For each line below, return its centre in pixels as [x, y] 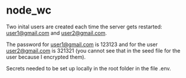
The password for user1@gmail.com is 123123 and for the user [82, 44]
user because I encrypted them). [46, 57]
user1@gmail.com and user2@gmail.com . [57, 32]
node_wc [29, 10]
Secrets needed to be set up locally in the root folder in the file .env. [89, 68]
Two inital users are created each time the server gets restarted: [84, 27]
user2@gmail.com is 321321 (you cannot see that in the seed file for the [93, 50]
